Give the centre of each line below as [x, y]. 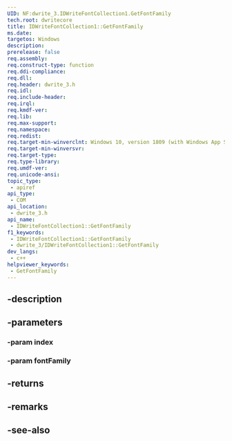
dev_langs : [23, 252]
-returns [26, 383]
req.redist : [24, 136]
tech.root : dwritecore [40, 20]
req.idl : [20, 91]
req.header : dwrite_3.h [41, 84]
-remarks [28, 407]
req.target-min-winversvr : [46, 149]
